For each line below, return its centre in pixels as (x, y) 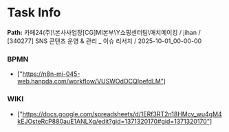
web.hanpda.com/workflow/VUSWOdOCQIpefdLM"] (91, 81)
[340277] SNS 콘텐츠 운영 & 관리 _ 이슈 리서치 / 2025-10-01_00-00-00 (105, 41)
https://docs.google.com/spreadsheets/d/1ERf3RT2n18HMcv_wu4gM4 (122, 114)
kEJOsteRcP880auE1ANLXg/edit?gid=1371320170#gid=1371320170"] (115, 121)
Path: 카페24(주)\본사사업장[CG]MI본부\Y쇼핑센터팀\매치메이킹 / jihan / (104, 32)
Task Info (34, 13)
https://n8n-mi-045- (51, 74)
